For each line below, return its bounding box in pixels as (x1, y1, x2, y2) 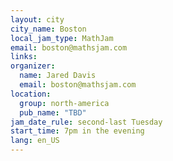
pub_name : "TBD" (19, 107, 87, 118)
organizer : (10, 61, 56, 71)
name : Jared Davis (19, 71, 97, 81)
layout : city (10, 14, 65, 25)
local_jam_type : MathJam (10, 33, 114, 43)
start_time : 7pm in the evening (10, 126, 145, 136)
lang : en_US (10, 136, 60, 146)
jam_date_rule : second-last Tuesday (10, 117, 163, 127)
